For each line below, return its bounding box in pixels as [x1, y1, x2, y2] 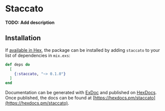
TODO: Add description [5, 19, 55, 25]
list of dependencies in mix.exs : [5, 52, 70, 58]
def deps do [5, 62, 30, 67]
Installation [5, 34, 41, 42]
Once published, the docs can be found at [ [5, 95, 95, 101]
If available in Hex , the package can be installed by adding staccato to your [5, 47, 160, 53]
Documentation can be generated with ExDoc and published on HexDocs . [5, 90, 157, 96]
